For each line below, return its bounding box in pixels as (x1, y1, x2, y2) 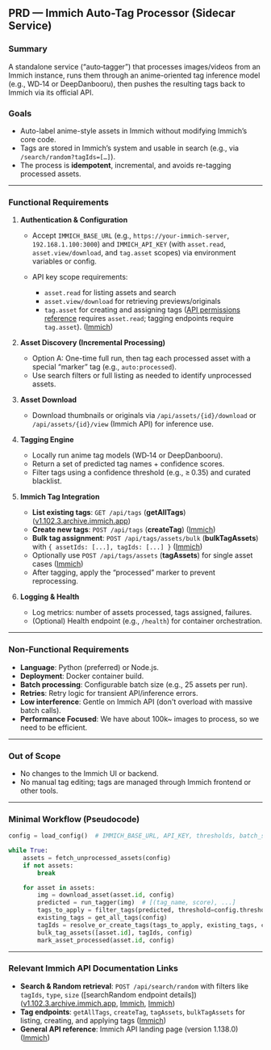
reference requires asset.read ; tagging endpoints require (44, 314, 234, 323)
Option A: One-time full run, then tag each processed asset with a (31, 353, 252, 363)
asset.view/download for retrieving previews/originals (44, 297, 221, 306)
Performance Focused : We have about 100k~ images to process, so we (19, 714, 260, 723)
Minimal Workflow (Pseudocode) (8, 813, 140, 824)
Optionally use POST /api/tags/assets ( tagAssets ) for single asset (31, 550, 253, 560)
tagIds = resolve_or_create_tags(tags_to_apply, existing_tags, (37, 921, 258, 929)
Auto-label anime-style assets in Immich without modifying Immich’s (19, 125, 248, 136)
